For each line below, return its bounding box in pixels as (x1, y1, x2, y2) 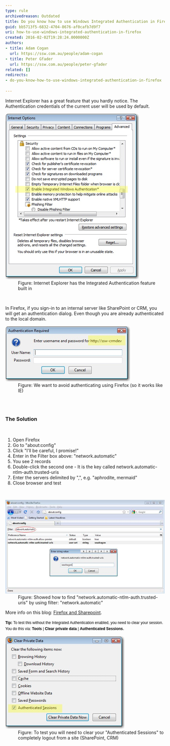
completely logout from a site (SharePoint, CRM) (18, 735, 119, 741)
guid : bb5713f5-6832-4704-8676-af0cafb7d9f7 (5, 24, 101, 29)
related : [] (5, 67, 30, 72)
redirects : (5, 73, 28, 78)
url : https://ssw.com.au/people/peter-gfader (10, 61, 108, 67)
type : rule (5, 8, 28, 13)
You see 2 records (12, 459, 51, 465)
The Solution (5, 415, 37, 423)
